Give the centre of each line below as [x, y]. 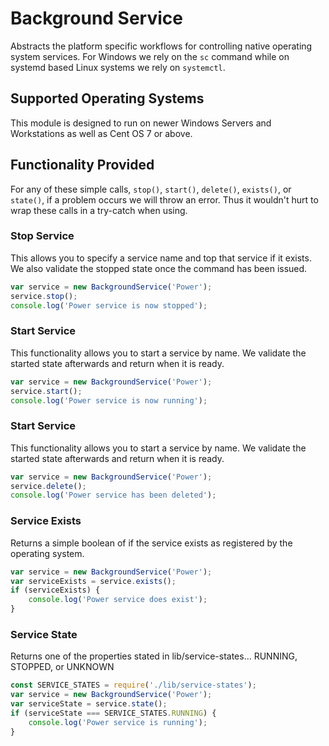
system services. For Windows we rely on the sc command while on [150, 56]
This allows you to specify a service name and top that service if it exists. [161, 258]
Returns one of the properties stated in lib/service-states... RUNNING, [154, 656]
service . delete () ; [48, 486]
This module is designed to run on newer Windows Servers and [141, 123]
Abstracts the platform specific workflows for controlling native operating [161, 46]
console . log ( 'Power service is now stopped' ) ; [109, 305]
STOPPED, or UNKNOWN [62, 667]
